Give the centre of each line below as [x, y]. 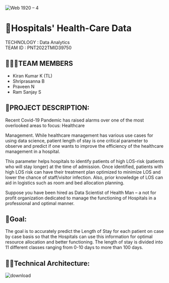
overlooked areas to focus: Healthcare [45, 125]
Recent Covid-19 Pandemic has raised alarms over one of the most [75, 120]
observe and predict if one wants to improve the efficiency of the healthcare [84, 146]
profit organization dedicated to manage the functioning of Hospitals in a [81, 198]
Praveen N [23, 87]
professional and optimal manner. [40, 203]
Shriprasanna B [29, 81]
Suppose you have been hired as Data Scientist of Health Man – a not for [81, 192]
